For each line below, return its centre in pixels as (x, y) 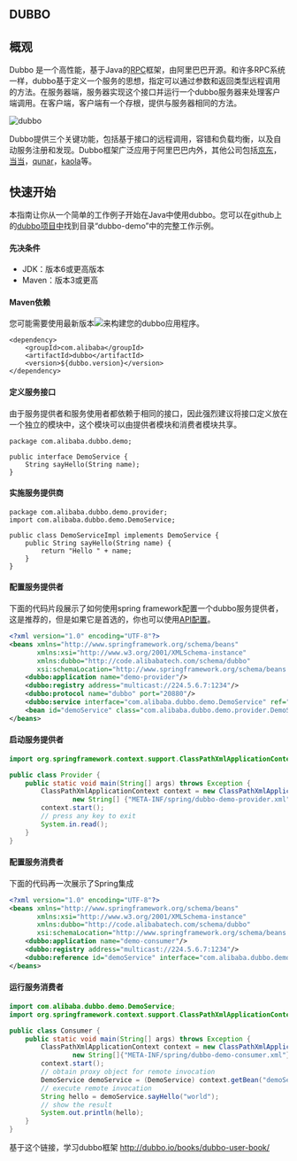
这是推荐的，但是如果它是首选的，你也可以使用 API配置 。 (112, 620)
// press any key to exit (89, 817)
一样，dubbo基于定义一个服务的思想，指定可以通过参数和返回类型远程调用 (145, 81)
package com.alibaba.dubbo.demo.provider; (88, 512)
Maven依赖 (30, 302)
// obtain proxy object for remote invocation (128, 1072)
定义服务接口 (32, 392)
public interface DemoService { (69, 457)
